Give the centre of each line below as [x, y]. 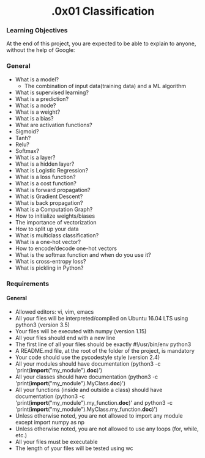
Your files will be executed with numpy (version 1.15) [81, 331]
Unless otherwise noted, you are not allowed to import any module [99, 416]
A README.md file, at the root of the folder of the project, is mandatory [105, 350]
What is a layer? [35, 157]
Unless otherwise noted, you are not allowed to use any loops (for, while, [107, 429]
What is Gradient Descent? [49, 196]
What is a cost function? [46, 183]
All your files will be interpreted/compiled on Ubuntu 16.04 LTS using [102, 318]
